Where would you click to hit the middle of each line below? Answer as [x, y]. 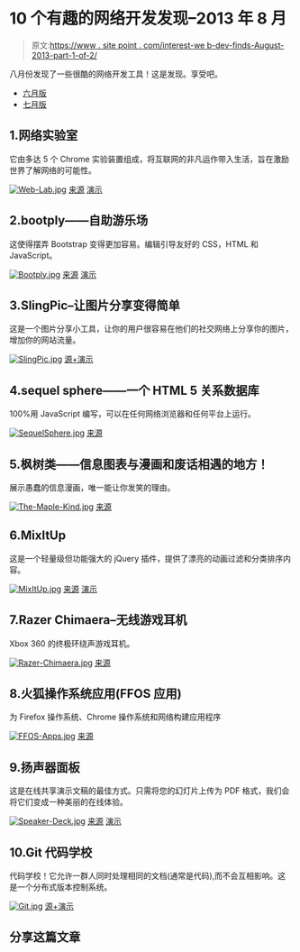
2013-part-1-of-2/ [64, 55]
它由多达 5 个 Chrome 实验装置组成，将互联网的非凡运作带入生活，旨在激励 [150, 159]
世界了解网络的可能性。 [53, 170]
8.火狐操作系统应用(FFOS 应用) [95, 694]
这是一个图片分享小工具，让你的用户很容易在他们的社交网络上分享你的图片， [151, 329]
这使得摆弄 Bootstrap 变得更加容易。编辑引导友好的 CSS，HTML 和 [134, 243]
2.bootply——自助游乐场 [79, 220]
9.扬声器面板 [45, 767]
